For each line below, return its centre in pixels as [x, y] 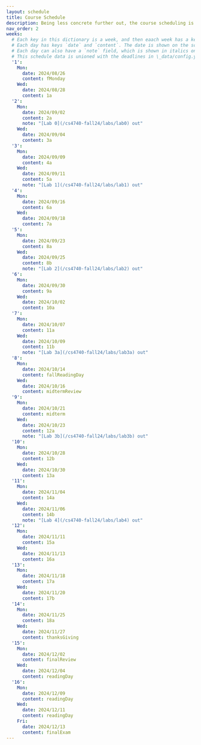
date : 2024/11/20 [44, 592]
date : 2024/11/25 [44, 615]
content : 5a [37, 180]
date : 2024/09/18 [44, 219]
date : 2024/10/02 [44, 302]
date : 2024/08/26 [44, 73]
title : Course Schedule [36, 17]
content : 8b [37, 263]
